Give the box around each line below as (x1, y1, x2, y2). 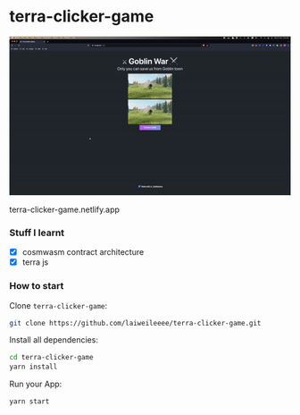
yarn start (9, 397, 50, 406)
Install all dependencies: (9, 335, 98, 345)
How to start (9, 280, 64, 292)
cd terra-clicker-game (9, 353, 94, 362)
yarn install (9, 362, 58, 372)
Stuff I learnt (9, 226, 65, 239)
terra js (21, 257, 49, 267)
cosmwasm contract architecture (21, 247, 145, 258)
